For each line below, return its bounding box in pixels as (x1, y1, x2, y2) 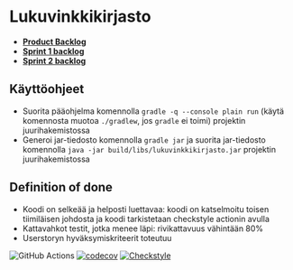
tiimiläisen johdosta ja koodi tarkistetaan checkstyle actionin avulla (22, 213, 270, 224)
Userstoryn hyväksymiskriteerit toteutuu (22, 232, 172, 243)
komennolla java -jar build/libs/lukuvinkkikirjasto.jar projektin (22, 144, 277, 154)
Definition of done (9, 180, 113, 195)
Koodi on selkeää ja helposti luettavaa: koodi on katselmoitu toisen (22, 203, 270, 214)
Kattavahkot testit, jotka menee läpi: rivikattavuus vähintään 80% (22, 223, 264, 234)
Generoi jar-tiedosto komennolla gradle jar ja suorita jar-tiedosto (22, 134, 266, 145)
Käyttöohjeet (9, 81, 85, 97)
